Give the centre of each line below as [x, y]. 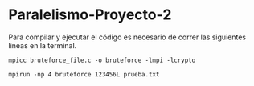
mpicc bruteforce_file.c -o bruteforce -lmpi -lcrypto [102, 60]
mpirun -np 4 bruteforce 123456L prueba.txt [84, 74]
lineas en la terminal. [43, 45]
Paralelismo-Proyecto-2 [90, 15]
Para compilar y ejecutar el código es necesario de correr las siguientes [127, 37]
